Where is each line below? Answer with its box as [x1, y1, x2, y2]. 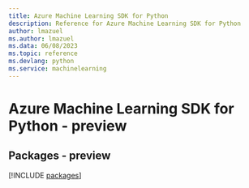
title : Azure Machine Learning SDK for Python [8, 11, 169, 20]
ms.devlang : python [8, 58, 75, 66]
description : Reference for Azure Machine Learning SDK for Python [8, 19, 242, 28]
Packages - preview [8, 149, 111, 163]
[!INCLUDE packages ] [8, 170, 82, 180]
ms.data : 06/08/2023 [8, 42, 79, 50]
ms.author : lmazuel [8, 34, 75, 43]
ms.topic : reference [8, 49, 79, 58]
